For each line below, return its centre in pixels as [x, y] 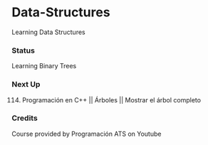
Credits [25, 118]
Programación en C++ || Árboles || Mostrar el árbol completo [111, 100]
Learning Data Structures [48, 32]
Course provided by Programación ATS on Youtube [87, 134]
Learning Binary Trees [44, 66]
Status [23, 50]
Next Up [26, 85]
